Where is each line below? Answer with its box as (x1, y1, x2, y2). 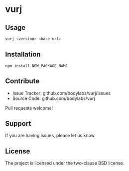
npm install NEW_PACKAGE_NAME (5, 63, 68, 68)
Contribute (5, 77, 40, 85)
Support (5, 119, 31, 128)
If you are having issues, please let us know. (5, 133, 96, 139)
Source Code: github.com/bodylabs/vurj (12, 95, 96, 101)
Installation (5, 50, 41, 59)
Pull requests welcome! (5, 105, 53, 111)
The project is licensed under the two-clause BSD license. (5, 160, 125, 166)
